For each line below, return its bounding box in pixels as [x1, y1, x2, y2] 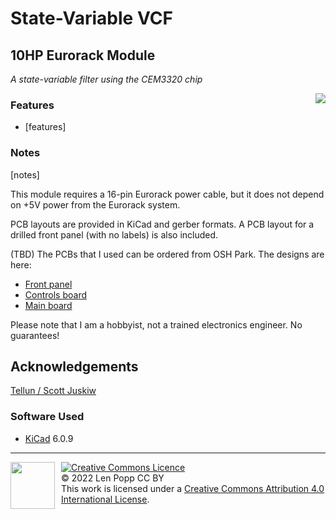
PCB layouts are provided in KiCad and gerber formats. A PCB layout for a [10, 218, 315, 230]
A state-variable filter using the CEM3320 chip [10, 73, 203, 85]
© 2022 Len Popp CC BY [61, 472, 165, 484]
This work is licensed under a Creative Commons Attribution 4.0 [61, 482, 325, 494]
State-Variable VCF [10, 7, 173, 30]
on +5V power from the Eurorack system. [10, 198, 181, 211]
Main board [24, 299, 73, 311]
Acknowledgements [10, 358, 139, 375]
